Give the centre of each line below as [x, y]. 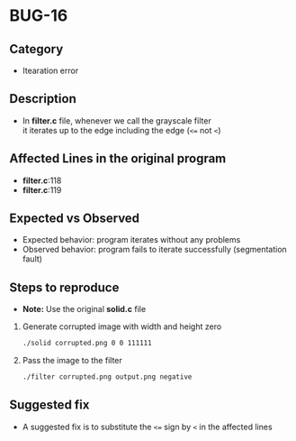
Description [43, 99]
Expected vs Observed [75, 219]
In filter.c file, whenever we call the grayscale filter [117, 120]
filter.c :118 [42, 180]
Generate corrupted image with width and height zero [122, 326]
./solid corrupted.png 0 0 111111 [87, 344]
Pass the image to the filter [72, 361]
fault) [32, 259]
